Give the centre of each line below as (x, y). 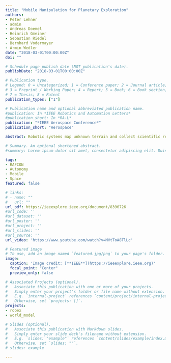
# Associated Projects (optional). (43, 282)
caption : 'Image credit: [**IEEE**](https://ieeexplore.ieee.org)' (83, 263)
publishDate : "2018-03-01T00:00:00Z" (45, 71)
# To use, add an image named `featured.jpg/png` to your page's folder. (85, 254)
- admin (13, 24)
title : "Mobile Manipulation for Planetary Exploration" (67, 10)
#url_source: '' (22, 235)
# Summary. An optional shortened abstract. (53, 146)
